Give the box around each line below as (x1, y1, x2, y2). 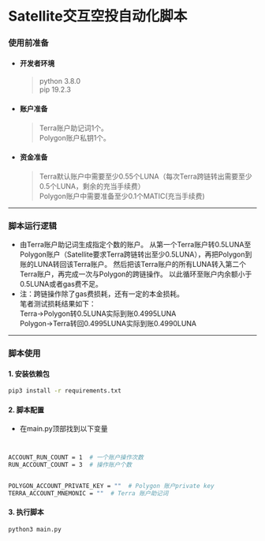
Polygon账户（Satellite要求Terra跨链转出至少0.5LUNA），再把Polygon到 (19, 250, 252, 259)
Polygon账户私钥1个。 (39, 133, 110, 142)
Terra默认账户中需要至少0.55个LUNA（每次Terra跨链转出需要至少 (39, 171, 252, 181)
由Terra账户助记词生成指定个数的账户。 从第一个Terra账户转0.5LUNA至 (19, 240, 252, 250)
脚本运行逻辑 (8, 220, 58, 231)
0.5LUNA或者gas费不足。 (19, 280, 103, 289)
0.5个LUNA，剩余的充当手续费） (39, 181, 145, 190)
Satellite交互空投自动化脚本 (8, 7, 188, 25)
